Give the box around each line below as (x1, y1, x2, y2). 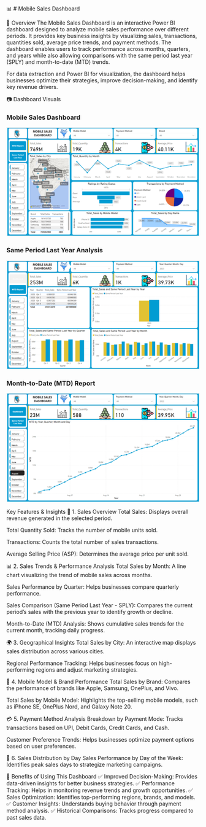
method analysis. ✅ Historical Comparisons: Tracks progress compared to (6, 807, 194, 815)
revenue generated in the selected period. (6, 514, 113, 522)
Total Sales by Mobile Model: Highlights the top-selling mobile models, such (6, 696, 198, 704)
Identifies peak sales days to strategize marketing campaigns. (6, 761, 163, 769)
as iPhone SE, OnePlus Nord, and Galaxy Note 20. (6, 703, 132, 710)
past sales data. (6, 814, 47, 821)
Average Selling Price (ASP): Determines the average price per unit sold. (6, 550, 189, 557)
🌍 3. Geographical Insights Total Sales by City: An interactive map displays (6, 639, 196, 646)
